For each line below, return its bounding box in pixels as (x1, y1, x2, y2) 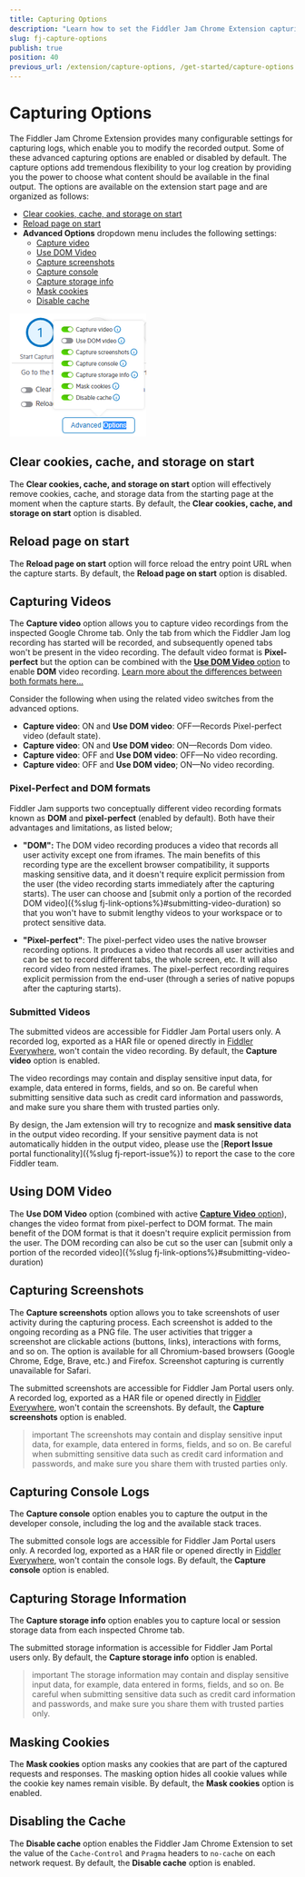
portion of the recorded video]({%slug (9, 1246, 152, 1257)
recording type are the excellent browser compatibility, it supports (22, 859, 271, 869)
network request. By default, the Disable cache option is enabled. (9, 1857, 256, 1868)
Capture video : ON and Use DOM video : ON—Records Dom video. (22, 740, 273, 751)
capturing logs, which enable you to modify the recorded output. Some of (9, 142, 284, 154)
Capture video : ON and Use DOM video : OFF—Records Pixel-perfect (22, 720, 282, 731)
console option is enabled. (9, 1564, 110, 1575)
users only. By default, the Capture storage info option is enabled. (9, 1652, 259, 1663)
